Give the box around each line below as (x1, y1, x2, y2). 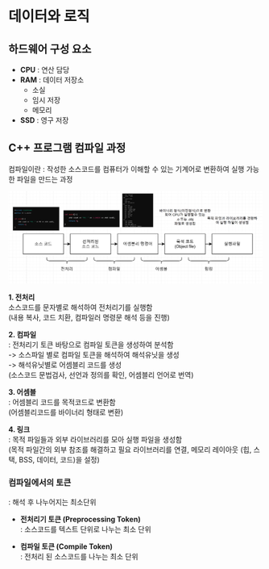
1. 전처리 (8, 292, 35, 303)
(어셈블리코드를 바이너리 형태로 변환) (8, 408, 124, 417)
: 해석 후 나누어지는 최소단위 (8, 497, 97, 507)
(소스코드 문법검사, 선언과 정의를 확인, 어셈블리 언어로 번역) (8, 370, 194, 380)
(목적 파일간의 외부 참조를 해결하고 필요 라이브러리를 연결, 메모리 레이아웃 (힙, (8, 445, 252, 454)
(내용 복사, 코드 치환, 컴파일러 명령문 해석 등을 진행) (8, 312, 171, 323)
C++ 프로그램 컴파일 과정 (8, 141, 126, 155)
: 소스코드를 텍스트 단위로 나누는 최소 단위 (19, 524, 151, 533)
